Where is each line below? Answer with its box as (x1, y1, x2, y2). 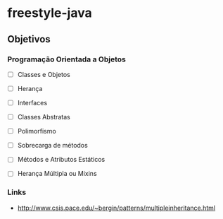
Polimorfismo (17, 127, 56, 136)
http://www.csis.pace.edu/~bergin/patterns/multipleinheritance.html (17, 203, 216, 212)
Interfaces (17, 99, 48, 107)
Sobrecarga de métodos (17, 141, 88, 150)
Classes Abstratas (17, 113, 70, 122)
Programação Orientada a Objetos (7, 54, 127, 64)
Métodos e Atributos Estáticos (17, 155, 106, 164)
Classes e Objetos (17, 70, 70, 78)
